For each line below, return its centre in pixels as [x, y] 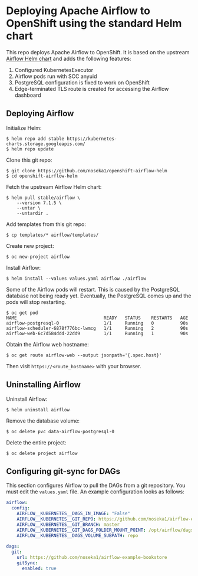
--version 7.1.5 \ [39, 203]
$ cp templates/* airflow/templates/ [52, 235]
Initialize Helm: [24, 127]
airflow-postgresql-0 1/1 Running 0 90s [97, 323]
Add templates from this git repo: [46, 224]
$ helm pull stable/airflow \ [43, 198]
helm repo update [33, 149]
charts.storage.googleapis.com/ [46, 144]
